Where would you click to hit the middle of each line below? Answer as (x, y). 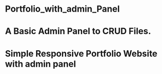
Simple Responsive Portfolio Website (81, 53)
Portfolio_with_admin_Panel (63, 9)
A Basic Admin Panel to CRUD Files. (78, 31)
